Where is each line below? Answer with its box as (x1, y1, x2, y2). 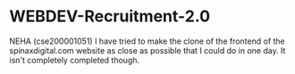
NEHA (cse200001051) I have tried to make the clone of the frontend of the (9, 36, 286, 46)
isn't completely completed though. (9, 54, 140, 65)
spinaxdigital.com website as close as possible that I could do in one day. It (9, 45, 286, 55)
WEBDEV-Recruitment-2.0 (9, 6, 211, 27)
